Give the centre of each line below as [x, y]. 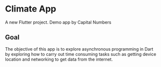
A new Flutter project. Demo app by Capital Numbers [58, 22]
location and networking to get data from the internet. [59, 59]
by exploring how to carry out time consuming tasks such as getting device [81, 54]
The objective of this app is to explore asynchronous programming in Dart [79, 49]
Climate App [31, 9]
